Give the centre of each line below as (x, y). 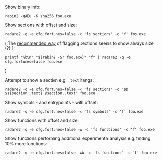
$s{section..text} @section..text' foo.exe (50, 93)
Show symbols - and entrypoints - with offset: (52, 103)
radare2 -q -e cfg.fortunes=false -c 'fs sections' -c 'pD (67, 89)
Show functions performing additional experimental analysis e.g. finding (78, 138)
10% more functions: (26, 144)
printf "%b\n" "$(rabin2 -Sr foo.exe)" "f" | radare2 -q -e (68, 57)
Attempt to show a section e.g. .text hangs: (50, 80)
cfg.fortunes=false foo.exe (34, 62)
